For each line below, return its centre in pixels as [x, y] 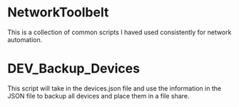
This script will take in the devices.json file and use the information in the [115, 88]
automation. [25, 39]
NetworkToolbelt [58, 12]
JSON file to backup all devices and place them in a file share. [98, 96]
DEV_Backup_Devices [74, 69]
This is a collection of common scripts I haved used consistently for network [119, 32]
